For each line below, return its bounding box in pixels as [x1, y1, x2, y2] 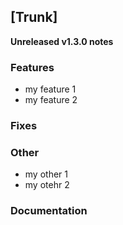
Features [10, 60, 55, 74]
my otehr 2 [24, 179, 70, 191]
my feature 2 [24, 94, 78, 106]
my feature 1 [24, 83, 77, 95]
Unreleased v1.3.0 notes [10, 35, 114, 47]
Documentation [10, 204, 88, 218]
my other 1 [24, 168, 68, 180]
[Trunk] [10, 9, 58, 26]
